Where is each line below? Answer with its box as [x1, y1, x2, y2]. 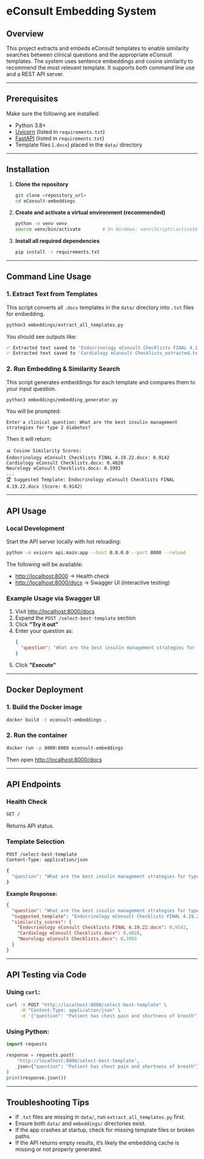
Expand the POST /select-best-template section [15, 614, 136, 621]
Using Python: [6, 1028, 50, 1036]
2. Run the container [6, 731, 68, 739]
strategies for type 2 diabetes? [6, 424, 91, 431]
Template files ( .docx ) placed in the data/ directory [15, 141, 143, 148]
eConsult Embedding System [6, 4, 157, 18]
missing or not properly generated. [15, 1146, 103, 1153]
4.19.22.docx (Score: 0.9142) [6, 483, 83, 490]
